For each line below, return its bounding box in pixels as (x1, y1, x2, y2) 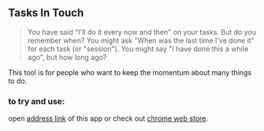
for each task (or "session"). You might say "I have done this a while (27, 43, 249, 54)
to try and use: (8, 95, 65, 107)
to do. (8, 76, 28, 85)
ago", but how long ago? (27, 52, 107, 62)
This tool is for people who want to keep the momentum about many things (8, 67, 252, 77)
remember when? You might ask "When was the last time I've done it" (27, 36, 255, 45)
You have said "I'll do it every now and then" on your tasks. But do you (27, 27, 256, 36)
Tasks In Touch (8, 6, 84, 20)
